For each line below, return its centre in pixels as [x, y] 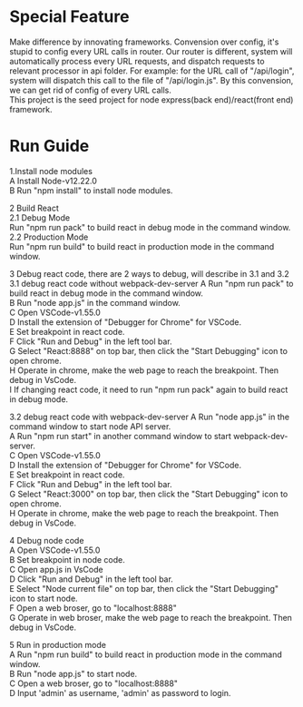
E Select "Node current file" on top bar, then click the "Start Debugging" [144, 588]
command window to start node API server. [90, 426]
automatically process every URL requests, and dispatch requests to [137, 61]
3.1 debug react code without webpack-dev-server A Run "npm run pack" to [151, 283]
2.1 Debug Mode [40, 217]
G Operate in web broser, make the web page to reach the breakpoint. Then [151, 617]
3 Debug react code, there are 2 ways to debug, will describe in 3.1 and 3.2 [149, 273]
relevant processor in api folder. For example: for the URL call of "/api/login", [152, 71]
